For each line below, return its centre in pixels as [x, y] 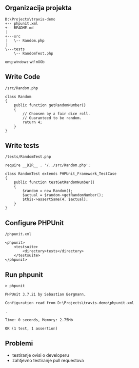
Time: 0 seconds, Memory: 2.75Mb [39, 320]
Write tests [22, 146]
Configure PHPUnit [35, 223]
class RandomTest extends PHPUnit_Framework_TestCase [61, 174]
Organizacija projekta [39, 8]
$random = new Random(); [48, 191]
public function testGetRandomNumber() [54, 182]
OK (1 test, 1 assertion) [31, 329]
